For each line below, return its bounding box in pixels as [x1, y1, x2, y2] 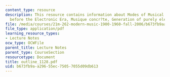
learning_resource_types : [5, 31, 60, 36]
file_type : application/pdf [5, 26, 65, 31]
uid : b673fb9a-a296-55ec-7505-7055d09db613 [5, 64, 99, 69]
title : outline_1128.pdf [5, 59, 58, 64]
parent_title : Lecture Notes [5, 45, 67, 50]
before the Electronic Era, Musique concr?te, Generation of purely [10, 17, 157, 22]
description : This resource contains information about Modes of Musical [5, 12, 164, 17]
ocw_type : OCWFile [5, 41, 44, 46]
